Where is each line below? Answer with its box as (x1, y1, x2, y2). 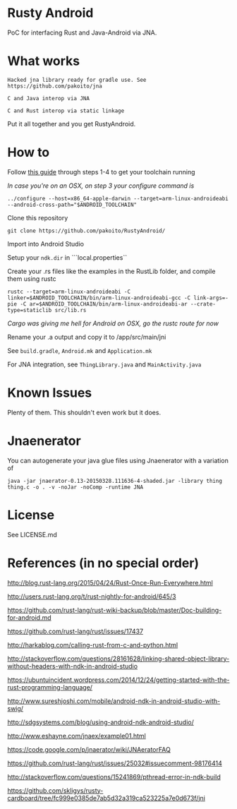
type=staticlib (7, 306, 52, 313)
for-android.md (7, 613, 51, 622)
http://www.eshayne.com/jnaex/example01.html (7, 731, 146, 740)
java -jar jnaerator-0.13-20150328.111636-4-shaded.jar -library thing (7, 477, 222, 484)
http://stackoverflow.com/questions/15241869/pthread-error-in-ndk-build (7, 772, 221, 781)
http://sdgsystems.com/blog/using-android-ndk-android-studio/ (7, 718, 194, 726)
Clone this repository (7, 213, 68, 222)
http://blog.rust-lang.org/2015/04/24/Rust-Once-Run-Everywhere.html (7, 578, 213, 587)
